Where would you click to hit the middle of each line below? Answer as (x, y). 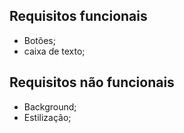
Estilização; (47, 117)
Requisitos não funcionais (92, 82)
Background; (50, 106)
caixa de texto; (54, 51)
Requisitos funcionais (78, 16)
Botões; (39, 40)
